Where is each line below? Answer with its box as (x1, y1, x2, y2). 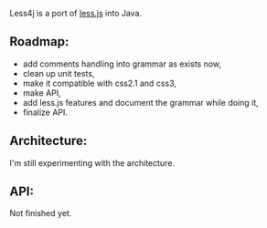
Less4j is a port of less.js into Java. (9, 8, 143, 18)
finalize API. (22, 107, 69, 118)
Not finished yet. (9, 208, 72, 219)
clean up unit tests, (22, 67, 95, 78)
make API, (22, 87, 61, 98)
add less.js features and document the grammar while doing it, (22, 97, 259, 108)
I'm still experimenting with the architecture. (9, 157, 176, 168)
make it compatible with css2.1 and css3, (22, 78, 176, 88)
